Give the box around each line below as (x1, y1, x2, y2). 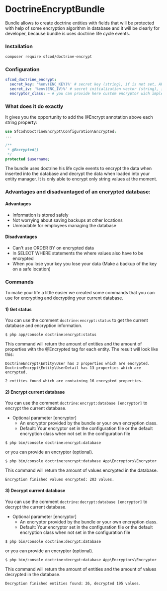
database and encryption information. (5, 323, 83, 329)
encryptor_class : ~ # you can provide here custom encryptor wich (9, 91, 150, 96)
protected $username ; (5, 157, 50, 162)
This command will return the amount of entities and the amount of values (5, 566, 157, 572)
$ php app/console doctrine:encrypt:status (5, 332, 97, 338)
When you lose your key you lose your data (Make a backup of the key (12, 260, 157, 266)
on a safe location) (12, 266, 51, 272)
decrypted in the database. (5, 571, 61, 577)
